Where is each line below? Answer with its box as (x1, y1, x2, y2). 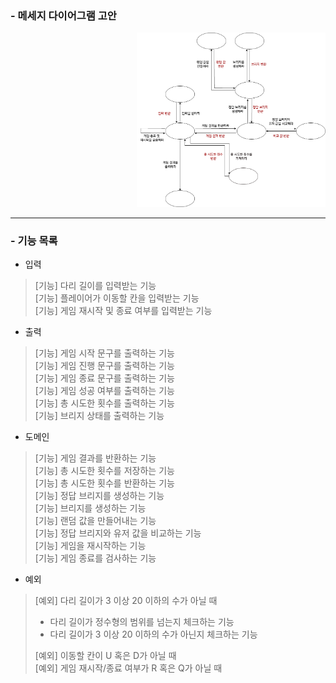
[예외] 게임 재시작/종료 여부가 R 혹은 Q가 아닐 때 (34, 662, 223, 674)
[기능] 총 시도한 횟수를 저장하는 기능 (34, 465, 175, 477)
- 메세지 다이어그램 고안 (10, 8, 117, 22)
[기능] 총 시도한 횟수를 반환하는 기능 (34, 477, 175, 489)
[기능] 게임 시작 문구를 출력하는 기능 (34, 347, 175, 359)
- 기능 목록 (10, 233, 58, 247)
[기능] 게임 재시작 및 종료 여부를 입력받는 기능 (34, 305, 213, 317)
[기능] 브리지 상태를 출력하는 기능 (34, 410, 165, 422)
